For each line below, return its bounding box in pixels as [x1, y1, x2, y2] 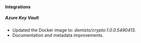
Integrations [5, 4, 31, 10]
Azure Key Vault [5, 15, 39, 21]
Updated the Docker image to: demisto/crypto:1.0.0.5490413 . [12, 27, 136, 33]
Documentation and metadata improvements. [12, 32, 104, 38]
